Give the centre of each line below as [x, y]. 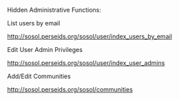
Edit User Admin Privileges [45, 50]
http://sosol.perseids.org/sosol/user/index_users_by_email [89, 36]
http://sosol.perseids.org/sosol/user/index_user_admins [86, 63]
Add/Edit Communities [39, 76]
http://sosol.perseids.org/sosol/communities [70, 89]
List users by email [34, 23]
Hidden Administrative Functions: [54, 10]
